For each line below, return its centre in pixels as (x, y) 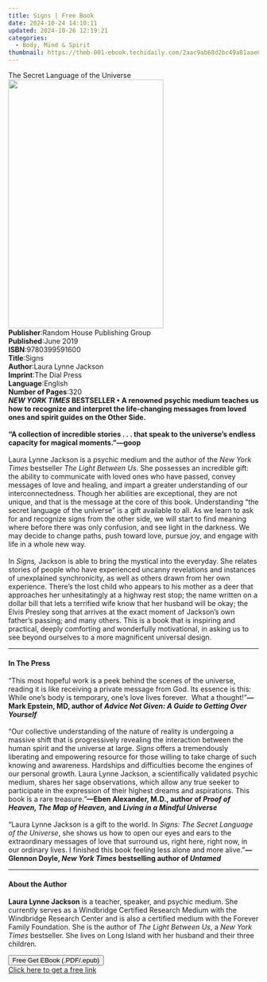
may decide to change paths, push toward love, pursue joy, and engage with (133, 536)
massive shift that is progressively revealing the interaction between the (126, 740)
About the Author (38, 884)
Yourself (23, 714)
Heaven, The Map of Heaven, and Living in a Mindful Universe (113, 808)
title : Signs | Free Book (51, 16)
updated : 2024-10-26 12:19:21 (58, 30)
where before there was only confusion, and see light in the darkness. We (129, 527)
